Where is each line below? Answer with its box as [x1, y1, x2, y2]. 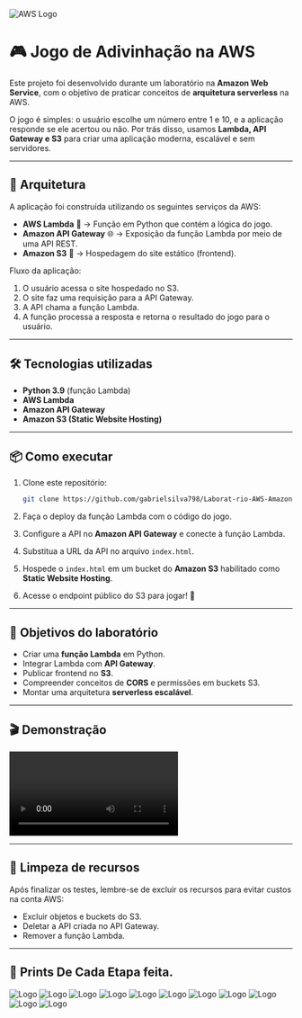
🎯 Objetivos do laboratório [9, 625, 159, 640]
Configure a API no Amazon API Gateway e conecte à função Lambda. [22, 529, 286, 540]
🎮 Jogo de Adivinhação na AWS [9, 41, 256, 62]
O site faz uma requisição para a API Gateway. [22, 292, 194, 303]
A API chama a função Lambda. [22, 301, 139, 312]
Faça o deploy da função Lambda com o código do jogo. [22, 511, 232, 522]
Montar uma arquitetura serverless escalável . [22, 687, 194, 698]
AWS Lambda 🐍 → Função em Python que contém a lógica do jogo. [22, 219, 273, 229]
